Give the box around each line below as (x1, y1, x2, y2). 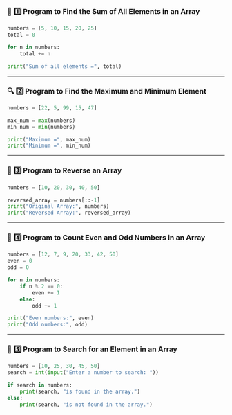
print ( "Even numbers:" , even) (7, 315, 95, 321)
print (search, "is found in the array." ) (19, 388, 140, 396)
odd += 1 (32, 302, 57, 309)
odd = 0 (7, 264, 30, 271)
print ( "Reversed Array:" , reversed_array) (7, 209, 131, 217)
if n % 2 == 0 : (19, 283, 64, 290)
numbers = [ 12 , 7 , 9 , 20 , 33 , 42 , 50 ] (7, 251, 119, 258)
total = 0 (7, 31, 36, 39)
